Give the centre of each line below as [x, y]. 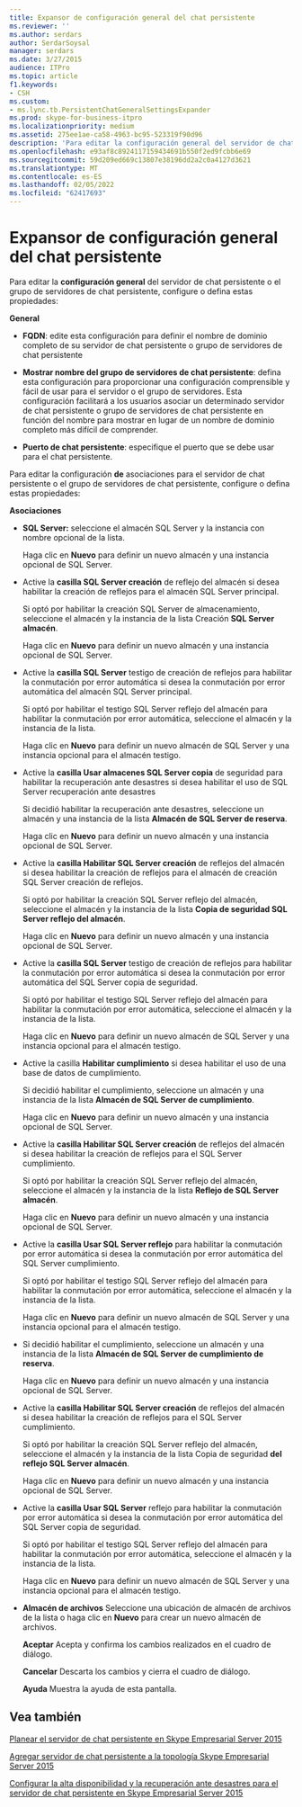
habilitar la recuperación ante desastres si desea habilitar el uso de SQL [155, 782]
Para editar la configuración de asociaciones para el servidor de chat [137, 474]
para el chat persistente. [67, 456]
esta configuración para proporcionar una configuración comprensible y [156, 381]
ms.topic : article [44, 76]
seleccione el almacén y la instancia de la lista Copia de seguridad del [152, 1454]
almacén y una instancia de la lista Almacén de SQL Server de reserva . [155, 819]
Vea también [45, 1718]
